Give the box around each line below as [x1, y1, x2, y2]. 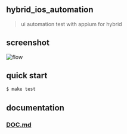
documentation [6, 103, 64, 113]
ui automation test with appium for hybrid [20, 20, 122, 27]
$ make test [6, 86, 36, 92]
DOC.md [6, 120, 32, 129]
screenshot [6, 38, 49, 48]
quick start [6, 71, 48, 81]
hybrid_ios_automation [6, 5, 94, 15]
